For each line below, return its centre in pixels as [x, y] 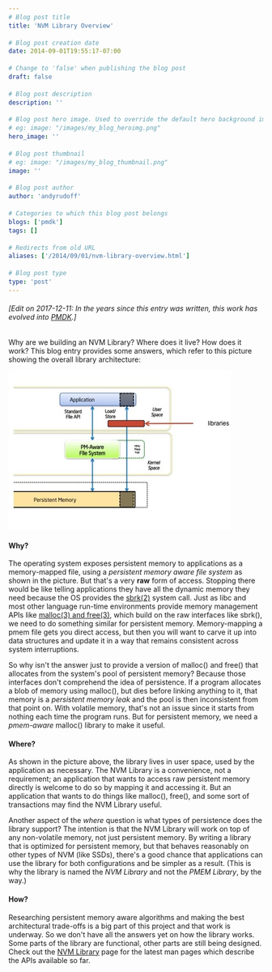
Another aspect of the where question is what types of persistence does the [136, 821]
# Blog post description [50, 94]
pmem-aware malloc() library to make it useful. [87, 725]
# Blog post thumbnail [47, 154]
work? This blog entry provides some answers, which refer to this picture [130, 350]
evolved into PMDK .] [42, 317]
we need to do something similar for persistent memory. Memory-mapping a [136, 624]
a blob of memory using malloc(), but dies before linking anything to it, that [133, 691]
